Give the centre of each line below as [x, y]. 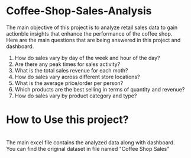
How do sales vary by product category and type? [76, 96]
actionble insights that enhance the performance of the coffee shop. [89, 33]
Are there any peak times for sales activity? [67, 64]
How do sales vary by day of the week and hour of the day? [88, 58]
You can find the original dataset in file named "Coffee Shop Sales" [88, 148]
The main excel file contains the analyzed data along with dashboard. [91, 142]
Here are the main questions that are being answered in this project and [93, 40]
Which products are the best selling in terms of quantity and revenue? [100, 89]
